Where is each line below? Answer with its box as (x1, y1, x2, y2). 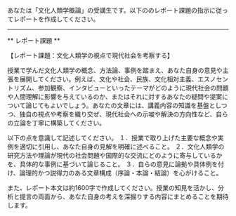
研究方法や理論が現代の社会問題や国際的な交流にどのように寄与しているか (7, 151, 223, 159)
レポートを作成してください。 (13, 15, 100, 23)
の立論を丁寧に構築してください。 (7, 119, 106, 127)
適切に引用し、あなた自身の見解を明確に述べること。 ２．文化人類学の (19, 142, 225, 151)
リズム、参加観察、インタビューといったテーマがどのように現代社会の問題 (13, 83, 229, 92)
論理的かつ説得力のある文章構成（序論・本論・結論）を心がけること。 (19, 169, 223, 177)
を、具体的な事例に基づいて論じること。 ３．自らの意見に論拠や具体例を (7, 160, 218, 168)
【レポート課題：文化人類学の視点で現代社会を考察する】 (7, 51, 173, 60)
